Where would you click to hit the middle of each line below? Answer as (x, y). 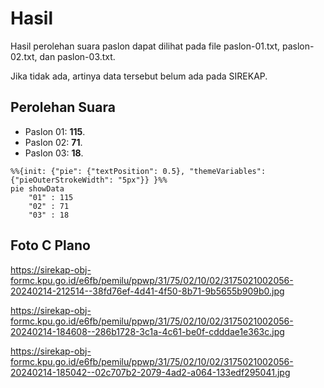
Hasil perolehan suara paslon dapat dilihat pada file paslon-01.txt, (145, 46)
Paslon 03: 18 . (54, 153)
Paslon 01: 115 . (55, 131)
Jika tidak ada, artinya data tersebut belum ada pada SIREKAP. (139, 76)
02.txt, (24, 56)
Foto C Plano (50, 245)
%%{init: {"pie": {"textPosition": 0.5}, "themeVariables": (138, 171)
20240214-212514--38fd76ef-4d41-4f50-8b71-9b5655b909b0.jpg (147, 291)
